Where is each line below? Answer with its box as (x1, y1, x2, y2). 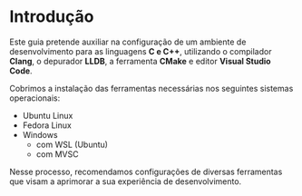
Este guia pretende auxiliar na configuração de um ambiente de (9, 36, 247, 47)
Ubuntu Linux (22, 110, 73, 121)
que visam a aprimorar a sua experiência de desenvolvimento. (9, 175, 242, 187)
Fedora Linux (22, 120, 73, 131)
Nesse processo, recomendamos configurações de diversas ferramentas (9, 166, 283, 177)
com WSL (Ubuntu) (35, 139, 109, 150)
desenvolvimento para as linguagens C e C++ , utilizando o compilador (9, 45, 272, 56)
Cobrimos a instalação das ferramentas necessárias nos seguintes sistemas (9, 83, 294, 93)
